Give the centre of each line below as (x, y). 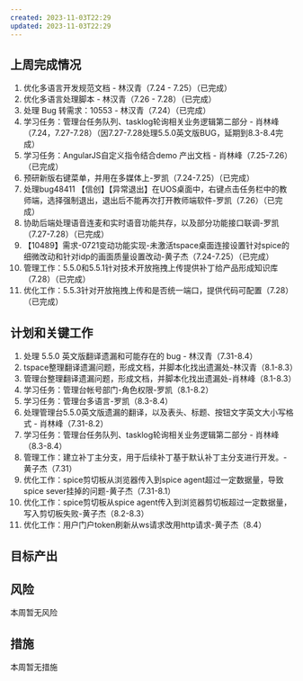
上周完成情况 (46, 64)
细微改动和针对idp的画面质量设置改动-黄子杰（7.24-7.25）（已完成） (148, 256)
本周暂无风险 (34, 613)
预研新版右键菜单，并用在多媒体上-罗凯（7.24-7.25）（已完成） (138, 178)
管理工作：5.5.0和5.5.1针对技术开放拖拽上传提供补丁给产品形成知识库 (151, 268)
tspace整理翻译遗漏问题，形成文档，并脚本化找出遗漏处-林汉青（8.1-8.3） (160, 367)
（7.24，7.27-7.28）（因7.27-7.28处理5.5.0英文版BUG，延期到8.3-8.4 (149, 133)
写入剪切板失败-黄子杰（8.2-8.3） (86, 514)
